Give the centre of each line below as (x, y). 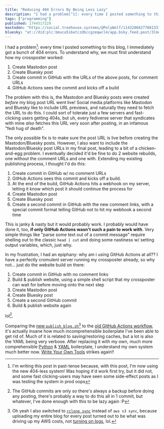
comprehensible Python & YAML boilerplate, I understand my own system (79, 346)
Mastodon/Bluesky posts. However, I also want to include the (66, 143)
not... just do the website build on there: (45, 265)
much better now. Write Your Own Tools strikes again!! (60, 352)
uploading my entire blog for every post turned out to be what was (79, 416)
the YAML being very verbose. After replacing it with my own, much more (79, 341)
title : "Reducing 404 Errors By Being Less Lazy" (57, 10)
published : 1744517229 (28, 23)
